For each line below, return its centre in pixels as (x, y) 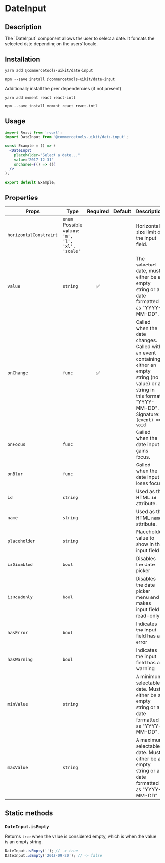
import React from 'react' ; (34, 133)
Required (98, 211)
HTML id (146, 498)
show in (145, 544)
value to (145, 538)
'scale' (71, 251)
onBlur (15, 474)
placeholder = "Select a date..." (47, 155)
